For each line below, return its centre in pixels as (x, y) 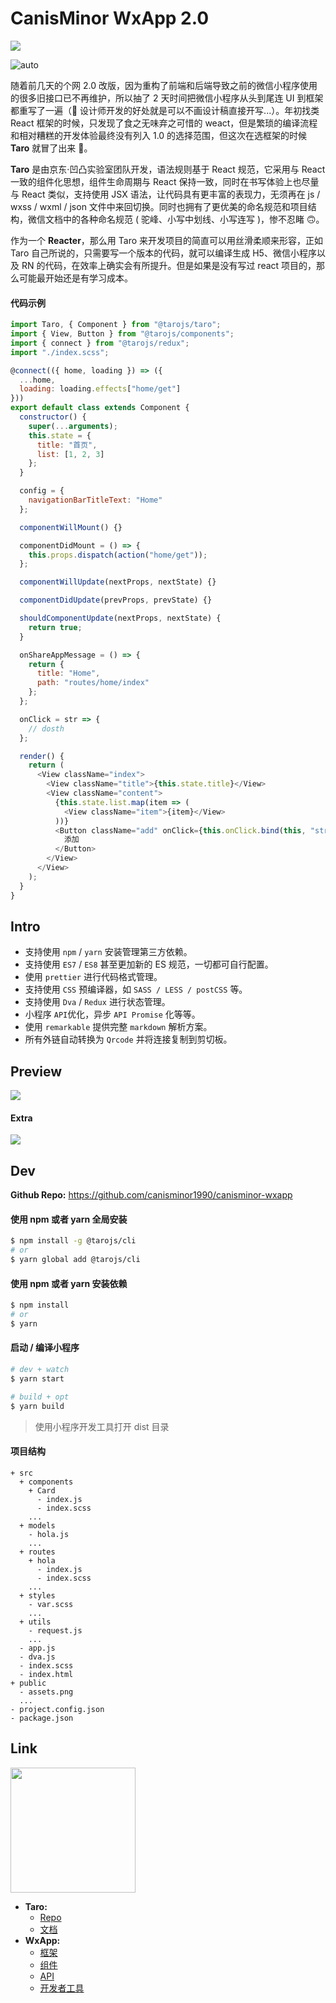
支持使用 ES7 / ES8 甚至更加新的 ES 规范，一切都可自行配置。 (149, 964)
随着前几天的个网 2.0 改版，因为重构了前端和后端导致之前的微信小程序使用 (164, 85)
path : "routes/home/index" (93, 683)
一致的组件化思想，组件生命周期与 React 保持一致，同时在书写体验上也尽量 (165, 181)
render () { (42, 756)
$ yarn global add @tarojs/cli (75, 1260)
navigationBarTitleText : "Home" (95, 500)
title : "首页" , (67, 445)
